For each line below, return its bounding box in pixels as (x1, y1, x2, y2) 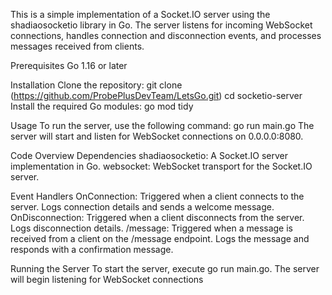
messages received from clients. (10, 40, 145, 52)
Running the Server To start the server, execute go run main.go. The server (10, 263, 320, 274)
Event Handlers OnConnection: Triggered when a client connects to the (10, 190, 305, 202)
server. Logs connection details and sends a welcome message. (10, 201, 275, 213)
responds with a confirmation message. (10, 244, 174, 255)
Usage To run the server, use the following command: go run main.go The (10, 120, 315, 131)
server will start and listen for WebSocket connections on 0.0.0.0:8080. (10, 130, 304, 142)
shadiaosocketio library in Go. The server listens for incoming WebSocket (10, 19, 313, 31)
